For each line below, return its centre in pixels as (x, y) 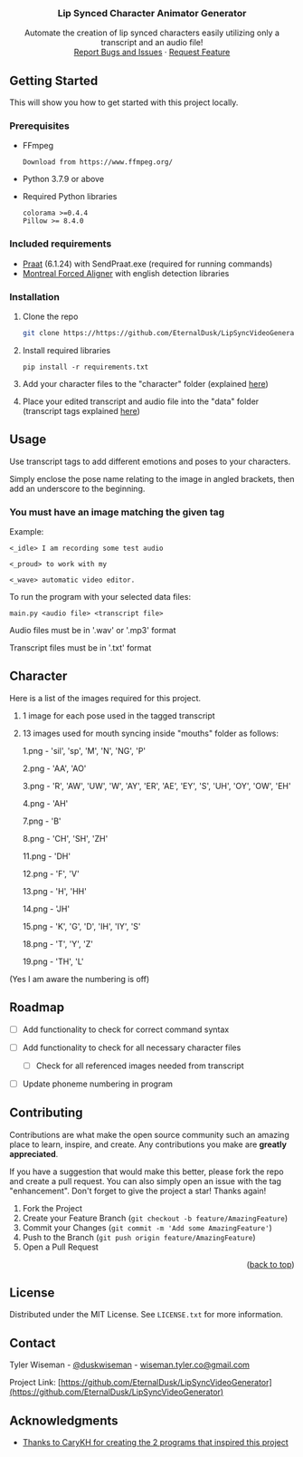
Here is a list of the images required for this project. (105, 698)
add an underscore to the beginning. (77, 488)
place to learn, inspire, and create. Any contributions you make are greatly (148, 1144)
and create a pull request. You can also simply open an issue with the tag (146, 1181)
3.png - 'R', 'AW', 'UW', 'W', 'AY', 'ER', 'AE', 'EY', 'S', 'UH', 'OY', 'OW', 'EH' (156, 786)
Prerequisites (39, 126)
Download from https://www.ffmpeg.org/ (98, 162)
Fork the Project (52, 1208)
